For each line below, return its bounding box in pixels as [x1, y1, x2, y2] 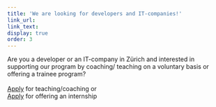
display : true [7, 29, 49, 37]
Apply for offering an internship [7, 92, 98, 101]
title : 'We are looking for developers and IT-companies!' [7, 10, 183, 17]
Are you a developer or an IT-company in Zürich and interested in [7, 55, 195, 63]
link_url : [7, 17, 36, 24]
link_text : [7, 23, 39, 30]
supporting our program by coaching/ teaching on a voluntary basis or [7, 63, 209, 71]
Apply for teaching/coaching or [7, 85, 98, 93]
